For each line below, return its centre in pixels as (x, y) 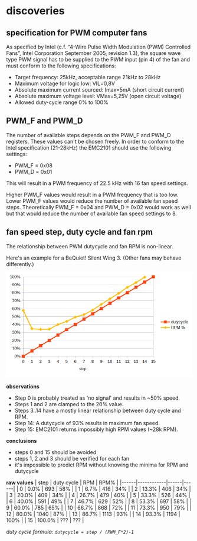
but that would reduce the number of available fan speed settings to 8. (92, 213)
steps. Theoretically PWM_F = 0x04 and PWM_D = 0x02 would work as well (99, 207)
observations (23, 387)
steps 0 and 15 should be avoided (55, 452)
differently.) (20, 264)
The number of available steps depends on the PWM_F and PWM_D (88, 135)
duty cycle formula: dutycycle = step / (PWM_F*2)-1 (70, 532)
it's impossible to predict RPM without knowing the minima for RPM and (101, 465)
